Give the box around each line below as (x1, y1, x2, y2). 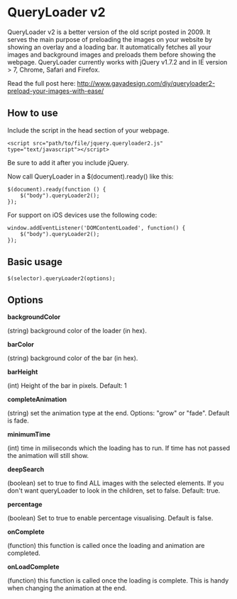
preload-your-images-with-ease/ (7, 86, 104, 95)
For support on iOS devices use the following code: (7, 211, 158, 219)
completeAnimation (7, 395, 67, 404)
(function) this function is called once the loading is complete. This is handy (7, 576, 229, 585)
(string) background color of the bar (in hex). (7, 354, 138, 362)
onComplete (7, 527, 45, 536)
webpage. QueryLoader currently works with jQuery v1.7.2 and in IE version (7, 57, 228, 66)
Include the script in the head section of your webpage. (7, 125, 170, 135)
